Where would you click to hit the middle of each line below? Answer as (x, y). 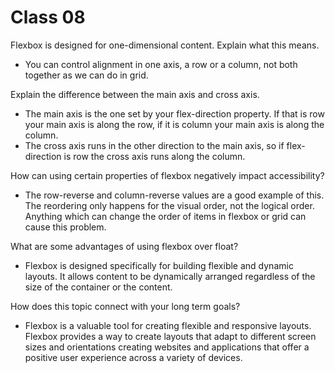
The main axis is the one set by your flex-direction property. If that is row (174, 113)
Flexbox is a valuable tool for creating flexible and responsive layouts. (168, 325)
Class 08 (48, 17)
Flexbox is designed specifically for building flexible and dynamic (159, 265)
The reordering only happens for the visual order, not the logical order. (169, 205)
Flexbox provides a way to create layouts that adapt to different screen (170, 336)
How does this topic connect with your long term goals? (125, 306)
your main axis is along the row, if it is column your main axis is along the (174, 124)
